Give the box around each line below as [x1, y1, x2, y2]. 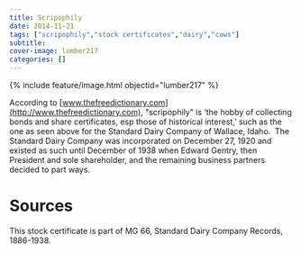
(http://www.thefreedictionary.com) [9, 107, 141, 117]
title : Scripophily [9, 13, 83, 23]
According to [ [9, 97, 63, 108]
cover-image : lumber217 [9, 47, 99, 56]
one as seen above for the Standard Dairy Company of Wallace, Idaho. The [9, 126, 290, 136]
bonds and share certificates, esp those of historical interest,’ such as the [9, 116, 282, 127]
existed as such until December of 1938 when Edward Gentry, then [9, 145, 258, 156]
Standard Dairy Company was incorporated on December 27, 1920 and [9, 136, 272, 146]
